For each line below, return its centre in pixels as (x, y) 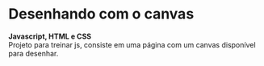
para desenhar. (34, 53)
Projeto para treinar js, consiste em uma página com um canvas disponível (132, 44)
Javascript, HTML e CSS (50, 36)
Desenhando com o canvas (101, 14)
